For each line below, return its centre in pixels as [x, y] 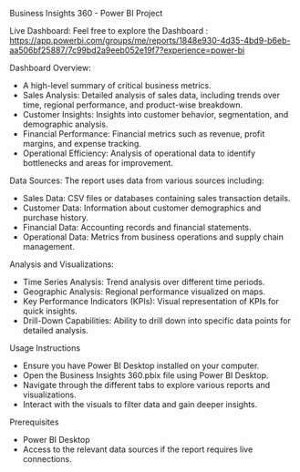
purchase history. [55, 217]
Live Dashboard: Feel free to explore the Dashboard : [109, 31]
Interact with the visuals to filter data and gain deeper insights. [140, 404]
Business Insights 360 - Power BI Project [86, 13]
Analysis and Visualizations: [62, 264]
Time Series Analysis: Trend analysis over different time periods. [144, 282]
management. [49, 246]
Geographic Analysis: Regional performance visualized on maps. [144, 292]
